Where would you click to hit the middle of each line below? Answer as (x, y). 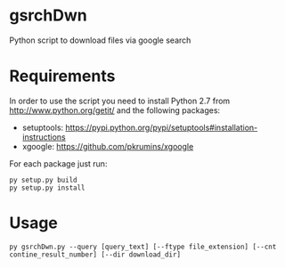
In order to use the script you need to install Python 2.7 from (120, 101)
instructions (44, 137)
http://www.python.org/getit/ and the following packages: (115, 110)
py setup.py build (43, 180)
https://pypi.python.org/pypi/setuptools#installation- (162, 127)
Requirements (62, 76)
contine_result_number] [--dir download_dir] (95, 255)
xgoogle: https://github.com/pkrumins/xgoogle (108, 146)
